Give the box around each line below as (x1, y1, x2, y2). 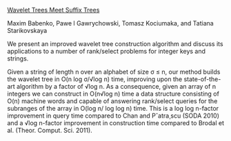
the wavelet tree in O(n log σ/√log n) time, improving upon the (7, 75, 183, 83)
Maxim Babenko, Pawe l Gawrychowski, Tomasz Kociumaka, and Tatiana (7, 19, 214, 27)
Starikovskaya (7, 27, 48, 34)
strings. (7, 54, 29, 63)
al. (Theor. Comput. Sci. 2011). (7, 127, 93, 134)
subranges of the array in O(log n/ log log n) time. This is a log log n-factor (7, 105, 219, 112)
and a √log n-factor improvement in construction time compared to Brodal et (7, 119, 224, 127)
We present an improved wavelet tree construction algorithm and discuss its (7, 40, 223, 47)
